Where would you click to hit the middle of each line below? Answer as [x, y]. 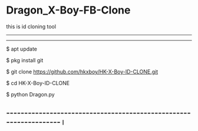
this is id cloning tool [31, 26]
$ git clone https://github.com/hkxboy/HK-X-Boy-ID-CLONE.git [82, 72]
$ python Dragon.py [30, 94]
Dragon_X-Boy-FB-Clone [68, 10]
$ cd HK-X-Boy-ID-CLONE [38, 83]
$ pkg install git [25, 60]
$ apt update [22, 49]
